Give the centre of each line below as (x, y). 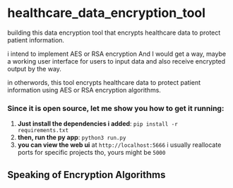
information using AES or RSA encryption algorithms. (84, 90)
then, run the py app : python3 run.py (72, 137)
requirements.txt (43, 131)
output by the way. (35, 69)
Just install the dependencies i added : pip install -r (97, 124)
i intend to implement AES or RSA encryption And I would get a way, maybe (117, 54)
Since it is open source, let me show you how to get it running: (116, 108)
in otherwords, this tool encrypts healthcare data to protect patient (104, 82)
